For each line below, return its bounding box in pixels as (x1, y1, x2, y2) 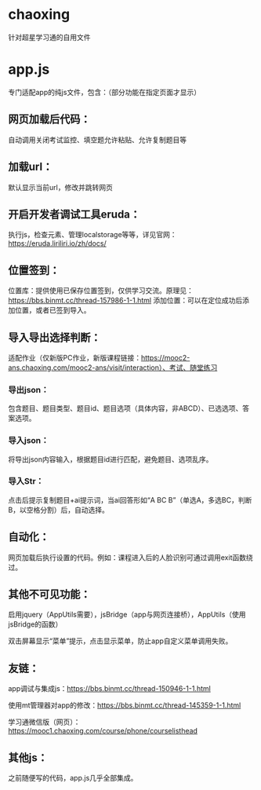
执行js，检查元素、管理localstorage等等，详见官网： (8, 230, 178, 240)
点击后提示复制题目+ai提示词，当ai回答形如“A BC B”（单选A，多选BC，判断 (8, 495, 252, 504)
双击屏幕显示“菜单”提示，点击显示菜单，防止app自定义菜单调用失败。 (8, 636, 233, 646)
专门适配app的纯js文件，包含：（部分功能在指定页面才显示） (8, 87, 201, 97)
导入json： (8, 435, 49, 446)
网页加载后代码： (8, 112, 91, 126)
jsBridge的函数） (8, 620, 63, 629)
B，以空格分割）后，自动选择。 (8, 505, 110, 514)
